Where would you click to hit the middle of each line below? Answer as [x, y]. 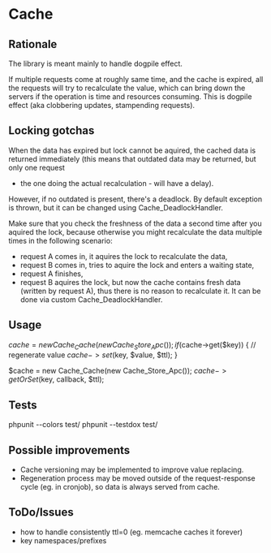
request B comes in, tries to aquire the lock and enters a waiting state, [137, 265]
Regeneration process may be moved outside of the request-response [138, 478]
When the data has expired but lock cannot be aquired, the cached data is [132, 150]
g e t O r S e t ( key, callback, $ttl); [56, 379]
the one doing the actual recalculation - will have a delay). [117, 183]
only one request [37, 167]
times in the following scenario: [60, 240]
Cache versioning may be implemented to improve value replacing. [132, 470]
